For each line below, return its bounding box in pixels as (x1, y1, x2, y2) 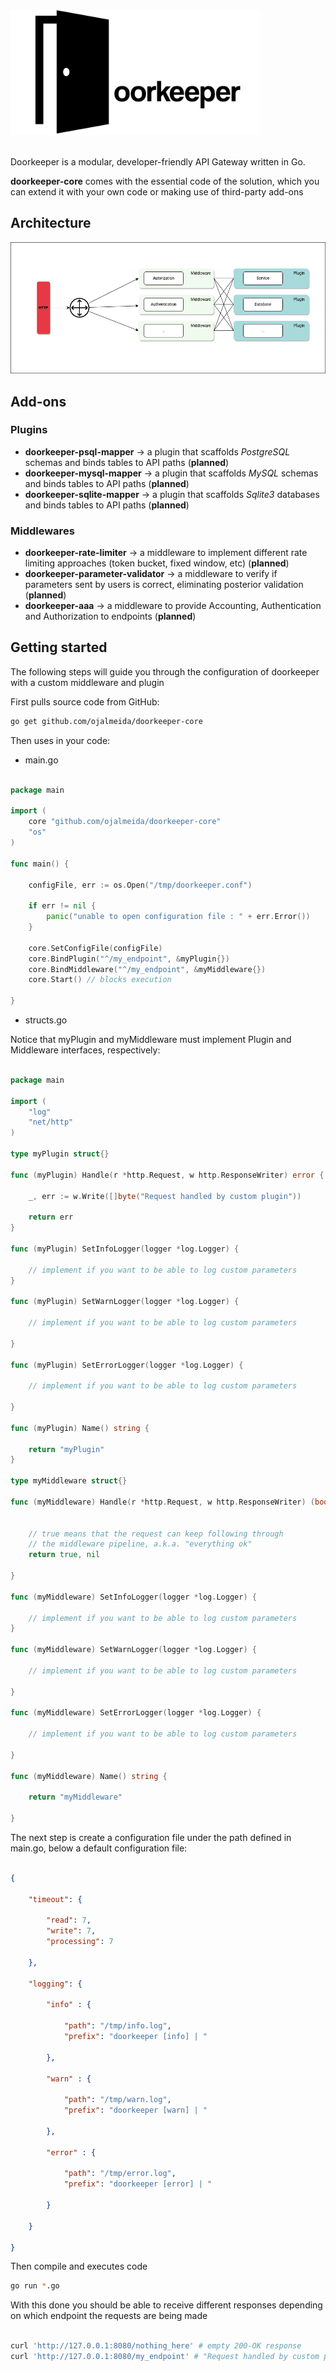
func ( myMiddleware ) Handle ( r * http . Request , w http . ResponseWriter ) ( (10, 1497, 316, 1507)
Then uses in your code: (10, 734, 111, 746)
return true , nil (28, 1550, 101, 1560)
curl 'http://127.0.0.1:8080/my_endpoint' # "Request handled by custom (10, 2352, 320, 2362)
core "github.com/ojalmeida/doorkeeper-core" (28, 817, 222, 827)
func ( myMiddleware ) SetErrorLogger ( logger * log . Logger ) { (10, 1708, 262, 1718)
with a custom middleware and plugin (10, 676, 165, 688)
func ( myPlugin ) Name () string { (10, 1423, 150, 1433)
